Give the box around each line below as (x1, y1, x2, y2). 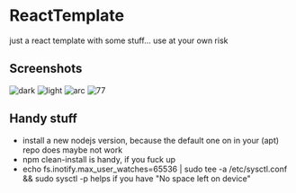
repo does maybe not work (22, 145, 123, 155)
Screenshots (9, 61, 83, 76)
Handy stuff (9, 111, 78, 127)
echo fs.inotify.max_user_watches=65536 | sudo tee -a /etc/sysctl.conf (22, 163, 288, 174)
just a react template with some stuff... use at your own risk (9, 35, 229, 46)
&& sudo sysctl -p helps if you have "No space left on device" (22, 172, 251, 184)
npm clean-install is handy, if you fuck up (22, 154, 176, 164)
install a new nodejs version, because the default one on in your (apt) (22, 135, 280, 145)
